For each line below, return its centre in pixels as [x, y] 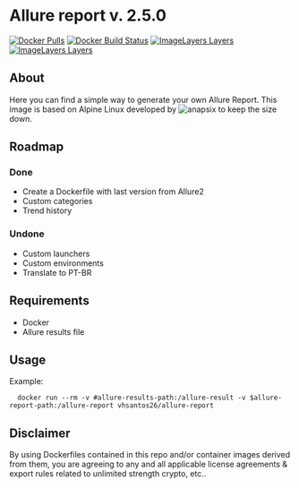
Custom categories [57, 201]
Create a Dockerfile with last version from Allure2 [113, 192]
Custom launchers [56, 253]
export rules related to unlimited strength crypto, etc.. [108, 474]
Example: [26, 381]
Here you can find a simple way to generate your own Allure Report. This [143, 99]
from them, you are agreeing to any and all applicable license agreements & [149, 464]
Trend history [47, 210]
